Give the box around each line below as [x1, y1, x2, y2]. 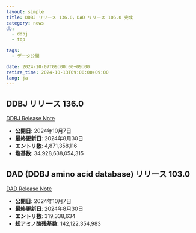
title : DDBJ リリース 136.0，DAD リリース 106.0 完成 [6, 14, 133, 20]
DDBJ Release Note [6, 115, 55, 122]
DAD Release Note [6, 185, 52, 192]
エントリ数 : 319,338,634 [14, 213, 76, 219]
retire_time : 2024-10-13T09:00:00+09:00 [6, 69, 109, 75]
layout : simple [6, 8, 44, 15]
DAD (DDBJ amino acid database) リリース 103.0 [6, 169, 191, 179]
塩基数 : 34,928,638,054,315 [14, 150, 84, 157]
